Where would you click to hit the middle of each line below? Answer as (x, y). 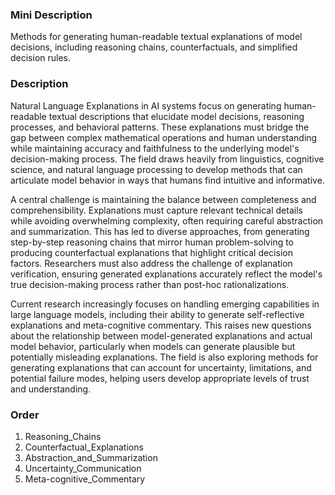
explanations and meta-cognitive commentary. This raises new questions (161, 325)
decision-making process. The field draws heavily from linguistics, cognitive (167, 159)
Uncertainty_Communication (83, 468)
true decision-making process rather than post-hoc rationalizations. (150, 284)
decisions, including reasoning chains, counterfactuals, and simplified (154, 47)
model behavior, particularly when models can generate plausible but (153, 346)
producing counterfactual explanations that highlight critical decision (151, 252)
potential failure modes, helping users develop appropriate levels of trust (160, 378)
